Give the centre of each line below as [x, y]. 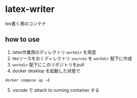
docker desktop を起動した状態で [46, 71]
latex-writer [30, 9]
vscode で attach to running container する [56, 90]
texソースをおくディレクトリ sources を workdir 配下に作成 [72, 58]
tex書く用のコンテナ [25, 23]
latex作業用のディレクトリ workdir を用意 [54, 52]
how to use [23, 40]
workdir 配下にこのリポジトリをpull [48, 64]
